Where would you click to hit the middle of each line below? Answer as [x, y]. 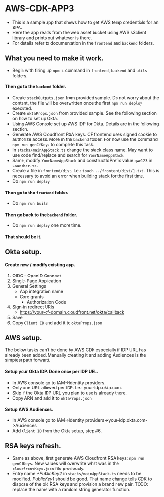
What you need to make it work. [54, 59]
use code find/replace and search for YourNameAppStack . [68, 155]
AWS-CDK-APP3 [40, 9]
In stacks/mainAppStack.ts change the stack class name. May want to [82, 150]
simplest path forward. [28, 360]
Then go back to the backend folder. [41, 215]
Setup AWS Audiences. [29, 409]
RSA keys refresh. [33, 446]
